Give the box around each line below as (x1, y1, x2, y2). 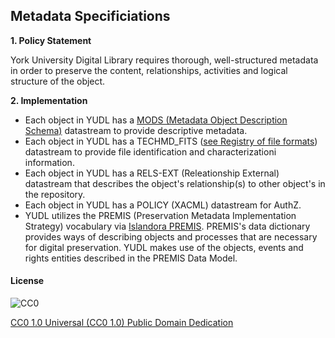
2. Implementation (10, 94, 88, 106)
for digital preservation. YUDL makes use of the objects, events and (24, 241, 304, 253)
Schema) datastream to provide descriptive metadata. (24, 124, 248, 136)
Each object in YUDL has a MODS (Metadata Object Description (24, 114, 288, 126)
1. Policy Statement (10, 34, 92, 46)
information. (24, 156, 75, 168)
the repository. (24, 188, 86, 200)
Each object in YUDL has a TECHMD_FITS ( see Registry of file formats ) (24, 135, 318, 147)
